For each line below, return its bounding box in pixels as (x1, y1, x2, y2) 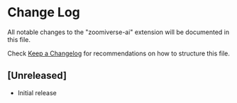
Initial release (17, 88, 57, 97)
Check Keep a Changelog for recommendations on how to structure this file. (7, 49, 231, 58)
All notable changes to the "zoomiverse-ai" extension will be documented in (7, 28, 230, 36)
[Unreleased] (7, 70, 67, 82)
